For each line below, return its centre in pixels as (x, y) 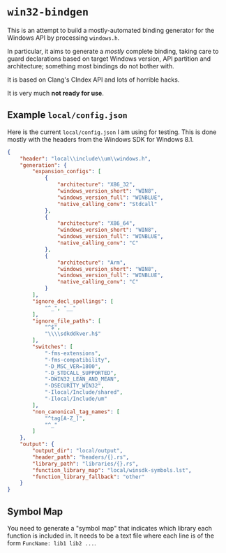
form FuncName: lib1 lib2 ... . (52, 543)
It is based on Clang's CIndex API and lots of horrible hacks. (93, 80)
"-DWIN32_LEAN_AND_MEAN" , (82, 379)
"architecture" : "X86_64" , (96, 223)
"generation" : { (44, 165)
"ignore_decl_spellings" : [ (73, 301)
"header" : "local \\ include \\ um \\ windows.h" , (85, 158)
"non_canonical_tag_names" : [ (76, 412)
